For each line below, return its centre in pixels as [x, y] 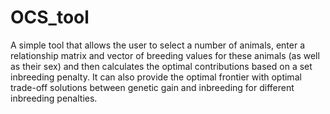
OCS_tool [50, 17]
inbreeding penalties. [54, 98]
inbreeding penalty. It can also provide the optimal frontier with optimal [156, 77]
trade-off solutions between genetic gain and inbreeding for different [152, 87]
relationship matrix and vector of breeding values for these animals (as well [165, 55]
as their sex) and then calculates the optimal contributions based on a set [161, 66]
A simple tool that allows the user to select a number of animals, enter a [158, 45]
